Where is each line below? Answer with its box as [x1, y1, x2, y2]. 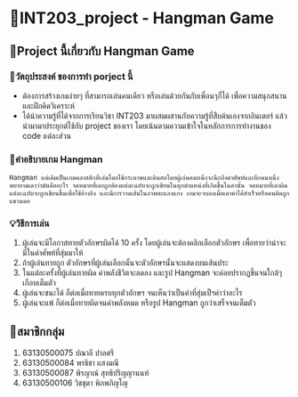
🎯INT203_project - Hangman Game [9, 8, 274, 28]
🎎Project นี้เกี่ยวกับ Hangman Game [9, 44, 195, 59]
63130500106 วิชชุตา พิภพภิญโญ [21, 377, 128, 388]
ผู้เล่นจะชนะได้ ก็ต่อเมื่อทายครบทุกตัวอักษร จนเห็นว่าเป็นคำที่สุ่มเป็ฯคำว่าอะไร [21, 288, 243, 298]
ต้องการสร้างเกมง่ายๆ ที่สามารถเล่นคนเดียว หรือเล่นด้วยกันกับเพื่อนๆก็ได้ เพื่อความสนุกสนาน [21, 90, 287, 101]
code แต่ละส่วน [21, 130, 72, 141]
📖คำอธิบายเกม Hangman [9, 153, 104, 166]
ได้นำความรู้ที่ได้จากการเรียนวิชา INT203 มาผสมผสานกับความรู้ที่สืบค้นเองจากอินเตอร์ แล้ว [21, 110, 287, 121]
